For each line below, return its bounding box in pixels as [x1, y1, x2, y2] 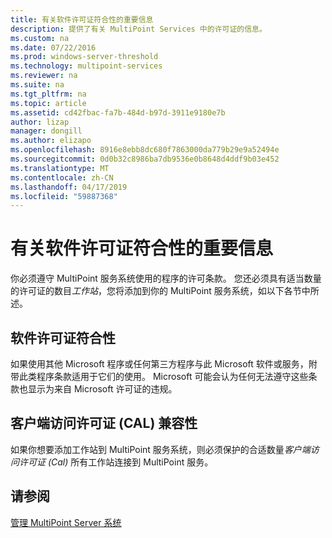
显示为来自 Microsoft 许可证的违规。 [27, 383, 178, 395]
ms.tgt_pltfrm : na [10, 89, 87, 99]
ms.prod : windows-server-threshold [10, 52, 159, 62]
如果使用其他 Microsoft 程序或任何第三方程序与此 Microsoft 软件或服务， [10, 358, 309, 370]
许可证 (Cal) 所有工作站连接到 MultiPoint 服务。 [18, 456, 214, 468]
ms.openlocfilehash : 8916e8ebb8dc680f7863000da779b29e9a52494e [10, 145, 280, 155]
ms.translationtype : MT [10, 163, 110, 173]
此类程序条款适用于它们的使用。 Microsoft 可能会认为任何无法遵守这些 [18, 371, 309, 382]
